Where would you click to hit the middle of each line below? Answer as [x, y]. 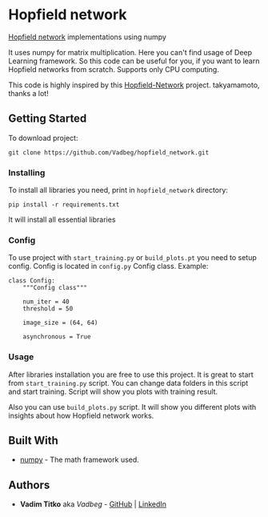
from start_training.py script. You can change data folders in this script [128, 383]
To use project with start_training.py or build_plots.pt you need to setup [133, 258]
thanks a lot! [29, 93]
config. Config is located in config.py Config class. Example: [108, 267]
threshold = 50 [48, 309]
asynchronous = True [57, 337]
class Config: [32, 281]
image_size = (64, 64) [60, 323]
